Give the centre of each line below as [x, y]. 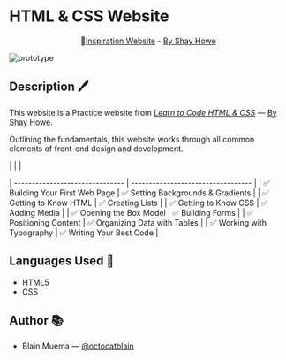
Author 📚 [37, 320]
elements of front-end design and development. [96, 149]
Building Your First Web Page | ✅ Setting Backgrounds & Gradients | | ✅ [139, 193]
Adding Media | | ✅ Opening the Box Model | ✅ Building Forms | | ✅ [132, 212]
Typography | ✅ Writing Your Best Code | [84, 233]
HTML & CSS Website [89, 16]
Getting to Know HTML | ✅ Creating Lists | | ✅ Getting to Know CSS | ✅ [139, 203]
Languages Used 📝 [62, 261]
